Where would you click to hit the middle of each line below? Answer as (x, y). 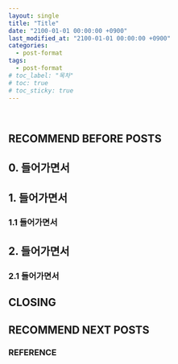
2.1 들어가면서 (34, 276)
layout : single (34, 16)
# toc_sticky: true (41, 90)
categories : (28, 46)
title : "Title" (34, 23)
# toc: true (28, 83)
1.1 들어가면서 (33, 223)
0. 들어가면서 (39, 168)
